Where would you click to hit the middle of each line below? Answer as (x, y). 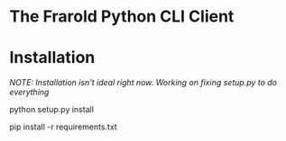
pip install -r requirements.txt (63, 127)
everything (29, 93)
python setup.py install (52, 110)
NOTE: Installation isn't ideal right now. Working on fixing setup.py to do (143, 83)
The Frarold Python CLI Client (122, 17)
